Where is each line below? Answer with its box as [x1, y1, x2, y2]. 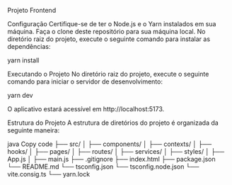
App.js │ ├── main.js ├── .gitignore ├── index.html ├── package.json [7, 155, 216, 163]
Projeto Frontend [7, 6, 57, 14]
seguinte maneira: [7, 126, 60, 134]
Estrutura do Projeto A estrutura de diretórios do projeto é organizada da [7, 118, 219, 127]
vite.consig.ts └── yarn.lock [7, 170, 91, 178]
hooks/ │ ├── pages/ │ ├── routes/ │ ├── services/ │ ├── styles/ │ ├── [7, 147, 225, 155]
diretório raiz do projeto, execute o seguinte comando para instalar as [7, 35, 211, 43]
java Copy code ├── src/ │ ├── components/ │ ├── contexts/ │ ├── [7, 140, 212, 148]
